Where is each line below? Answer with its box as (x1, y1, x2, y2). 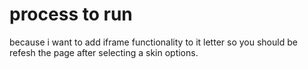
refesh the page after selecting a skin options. (9, 46, 199, 58)
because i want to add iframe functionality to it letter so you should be (9, 36, 298, 48)
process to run (9, 3, 133, 26)
